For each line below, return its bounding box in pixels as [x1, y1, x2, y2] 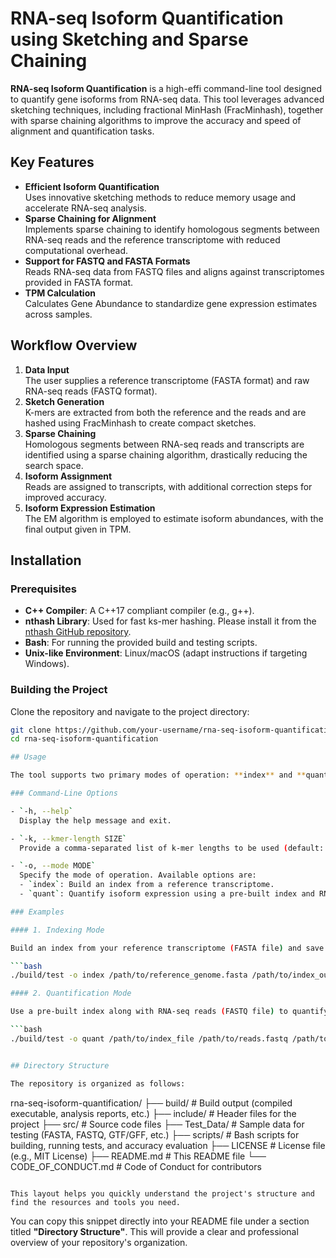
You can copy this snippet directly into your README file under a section [10, 1215, 310, 1227]
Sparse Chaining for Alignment [24, 212, 157, 224]
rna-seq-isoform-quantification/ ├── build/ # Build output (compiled [10, 1097, 293, 1109]
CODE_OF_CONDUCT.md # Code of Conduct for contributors [10, 1160, 262, 1172]
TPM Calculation [24, 287, 96, 299]
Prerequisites [10, 582, 77, 596]
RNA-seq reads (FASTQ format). [24, 385, 158, 397]
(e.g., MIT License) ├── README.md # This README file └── [10, 1150, 267, 1162]
